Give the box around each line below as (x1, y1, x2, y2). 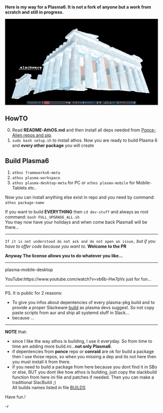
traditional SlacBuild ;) (12, 380, 56, 385)
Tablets (12, 185, 27, 191)
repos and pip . (23, 132, 52, 138)
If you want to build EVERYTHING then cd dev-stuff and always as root (5, 209, 149, 215)
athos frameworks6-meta (12, 171, 61, 175)
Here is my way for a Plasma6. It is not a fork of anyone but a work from (5, 4, 151, 10)
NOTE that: (5, 329, 28, 335)
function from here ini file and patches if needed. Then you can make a (12, 374, 154, 380)
